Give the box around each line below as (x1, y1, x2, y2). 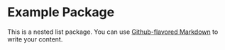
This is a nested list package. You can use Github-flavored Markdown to (7, 27, 219, 36)
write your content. (7, 35, 63, 43)
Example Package (7, 4, 115, 20)
